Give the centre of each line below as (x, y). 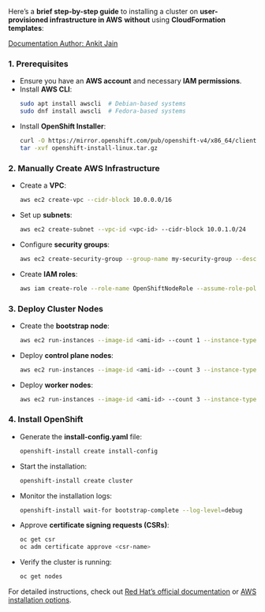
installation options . (40, 600)
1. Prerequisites (38, 64)
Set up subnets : (46, 215)
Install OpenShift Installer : (63, 126)
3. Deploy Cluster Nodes (56, 308)
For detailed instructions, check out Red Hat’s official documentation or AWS (132, 591)
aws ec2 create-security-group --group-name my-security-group (126, 259)
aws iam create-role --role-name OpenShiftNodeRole (106, 288)
